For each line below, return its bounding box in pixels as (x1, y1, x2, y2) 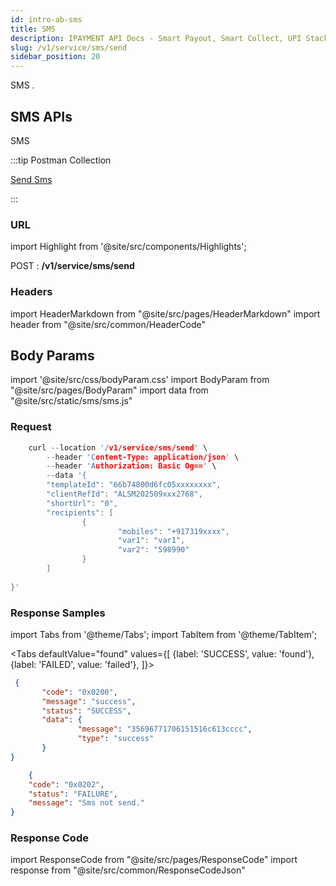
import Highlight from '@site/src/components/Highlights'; (10, 241, 247, 253)
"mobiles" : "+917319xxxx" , (117, 526, 230, 536)
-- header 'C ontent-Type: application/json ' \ (46, 452, 240, 462)
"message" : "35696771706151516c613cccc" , (77, 724, 253, 735)
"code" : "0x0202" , (28, 779, 105, 790)
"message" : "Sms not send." (28, 798, 145, 808)
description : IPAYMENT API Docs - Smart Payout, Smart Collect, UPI (10, 33, 302, 43)
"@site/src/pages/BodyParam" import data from (10, 384, 209, 396)
